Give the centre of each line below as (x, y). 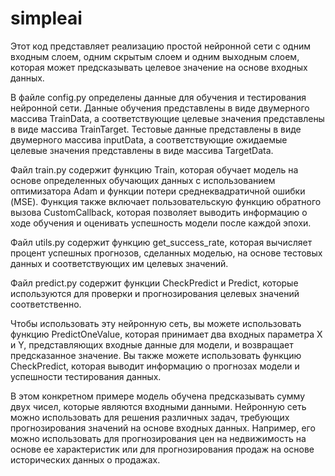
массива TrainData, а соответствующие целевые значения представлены (167, 118)
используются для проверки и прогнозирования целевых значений (155, 293)
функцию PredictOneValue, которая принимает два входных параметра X (166, 334)
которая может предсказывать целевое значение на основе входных (159, 67)
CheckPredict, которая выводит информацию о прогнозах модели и (155, 366)
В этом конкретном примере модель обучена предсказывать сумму (158, 396)
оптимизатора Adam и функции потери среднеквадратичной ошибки (158, 191)
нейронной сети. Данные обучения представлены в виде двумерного (160, 108)
